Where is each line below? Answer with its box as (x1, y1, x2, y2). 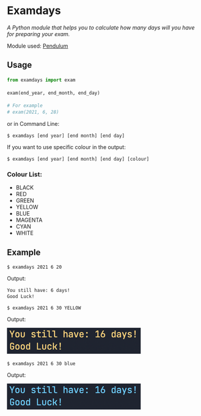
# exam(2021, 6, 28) (7, 109, 60, 115)
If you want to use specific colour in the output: (7, 144, 126, 150)
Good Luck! (7, 294, 35, 300)
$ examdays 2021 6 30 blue (7, 361, 76, 367)
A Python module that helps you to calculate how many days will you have (7, 24, 195, 31)
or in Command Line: (7, 120, 60, 127)
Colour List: (7, 170, 42, 178)
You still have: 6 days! (7, 288, 70, 294)
